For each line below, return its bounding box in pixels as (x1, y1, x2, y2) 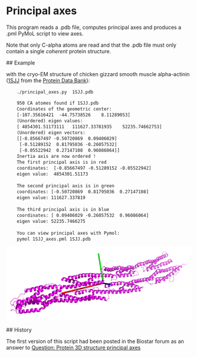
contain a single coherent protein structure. (6, 47, 111, 54)
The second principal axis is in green (17, 183, 115, 189)
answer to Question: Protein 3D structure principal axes (6, 344, 141, 351)
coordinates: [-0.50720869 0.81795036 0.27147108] (17, 189, 149, 194)
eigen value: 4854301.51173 (17, 171, 88, 177)
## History (6, 326, 32, 333)
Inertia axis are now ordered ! (17, 153, 96, 159)
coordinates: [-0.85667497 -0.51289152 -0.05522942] (17, 165, 152, 171)
